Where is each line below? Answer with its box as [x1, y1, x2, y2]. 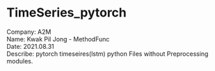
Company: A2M [6, 28, 51, 36]
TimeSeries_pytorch [6, 5, 127, 21]
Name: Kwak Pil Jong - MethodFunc [6, 34, 110, 43]
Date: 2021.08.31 [6, 42, 54, 50]
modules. [6, 57, 33, 65]
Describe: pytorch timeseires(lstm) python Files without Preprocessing [6, 50, 209, 58]
